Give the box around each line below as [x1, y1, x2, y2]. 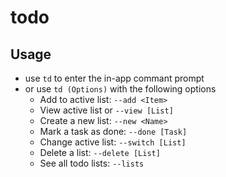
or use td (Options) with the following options [24, 83, 217, 95]
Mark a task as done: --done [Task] [39, 126, 188, 137]
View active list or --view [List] [39, 104, 174, 116]
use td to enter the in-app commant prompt [24, 72, 205, 84]
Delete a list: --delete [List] [39, 147, 161, 158]
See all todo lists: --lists [39, 157, 145, 169]
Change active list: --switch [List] [39, 136, 187, 148]
